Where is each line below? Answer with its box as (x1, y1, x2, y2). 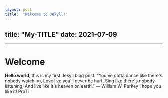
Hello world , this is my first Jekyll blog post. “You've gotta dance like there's (5, 73, 163, 79)
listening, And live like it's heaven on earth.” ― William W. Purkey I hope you (5, 83, 161, 89)
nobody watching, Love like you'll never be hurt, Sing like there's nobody (5, 78, 155, 84)
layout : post (5, 7, 32, 12)
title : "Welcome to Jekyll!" (5, 12, 68, 17)
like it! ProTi (5, 88, 29, 95)
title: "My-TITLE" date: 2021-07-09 (5, 30, 117, 39)
